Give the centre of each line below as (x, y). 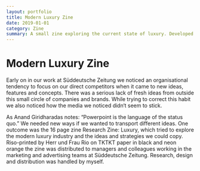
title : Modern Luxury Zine (40, 17)
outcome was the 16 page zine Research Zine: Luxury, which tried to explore (100, 130)
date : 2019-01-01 (28, 23)
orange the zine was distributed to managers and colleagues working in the (99, 149)
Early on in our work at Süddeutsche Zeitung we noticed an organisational (97, 80)
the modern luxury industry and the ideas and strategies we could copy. (95, 136)
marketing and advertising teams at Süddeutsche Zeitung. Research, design (99, 155)
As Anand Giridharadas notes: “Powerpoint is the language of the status (95, 117)
